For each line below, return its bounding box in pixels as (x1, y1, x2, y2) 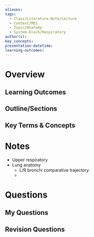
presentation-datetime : (5, 43, 53, 48)
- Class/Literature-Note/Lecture (9, 16, 77, 21)
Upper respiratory (12, 157, 48, 163)
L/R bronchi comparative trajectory (19, 167, 89, 173)
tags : (5, 12, 16, 17)
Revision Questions (5, 225, 65, 234)
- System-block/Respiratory (9, 30, 66, 35)
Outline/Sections (5, 105, 57, 113)
